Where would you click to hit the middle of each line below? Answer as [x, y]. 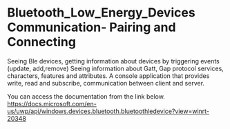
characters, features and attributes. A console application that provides [108, 76]
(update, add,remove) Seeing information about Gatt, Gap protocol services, [116, 68]
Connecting [41, 42]
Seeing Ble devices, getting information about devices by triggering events [113, 61]
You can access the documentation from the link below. [86, 96]
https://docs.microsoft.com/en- [52, 103]
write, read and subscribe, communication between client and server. [106, 83]
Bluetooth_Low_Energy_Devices [101, 13]
